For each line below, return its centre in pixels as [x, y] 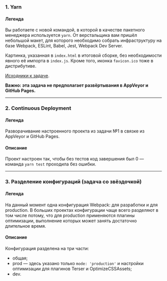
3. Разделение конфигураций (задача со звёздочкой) [73, 182]
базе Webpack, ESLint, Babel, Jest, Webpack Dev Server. [64, 46]
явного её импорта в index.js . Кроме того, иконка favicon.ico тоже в [79, 61]
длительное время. [26, 226]
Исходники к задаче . [27, 76]
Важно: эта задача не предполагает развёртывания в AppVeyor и [77, 85]
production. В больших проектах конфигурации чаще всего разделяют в [82, 210]
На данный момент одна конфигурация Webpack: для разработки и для [82, 205]
